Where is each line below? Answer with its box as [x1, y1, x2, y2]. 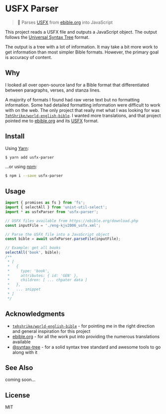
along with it [12, 349, 38, 355]
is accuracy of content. [5, 54, 53, 60]
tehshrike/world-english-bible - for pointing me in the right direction [12, 323, 155, 329]
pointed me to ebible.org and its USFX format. [5, 117, 99, 124]
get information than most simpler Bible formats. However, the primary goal [5, 49, 159, 55]
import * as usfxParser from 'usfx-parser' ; [5, 209, 99, 214]
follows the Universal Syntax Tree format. [5, 34, 90, 40]
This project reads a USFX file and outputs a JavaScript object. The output [5, 29, 157, 35]
